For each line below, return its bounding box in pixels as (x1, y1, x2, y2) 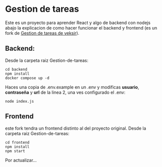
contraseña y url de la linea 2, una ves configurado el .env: (5, 89, 126, 95)
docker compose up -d (5, 75, 50, 81)
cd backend (5, 67, 28, 72)
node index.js (5, 99, 34, 104)
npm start (5, 148, 26, 153)
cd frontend (5, 140, 30, 145)
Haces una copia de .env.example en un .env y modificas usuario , (5, 84, 139, 90)
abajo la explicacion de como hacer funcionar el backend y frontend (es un (5, 25, 158, 30)
